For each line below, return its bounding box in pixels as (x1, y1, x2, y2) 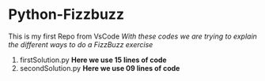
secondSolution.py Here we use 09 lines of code (19, 63, 180, 72)
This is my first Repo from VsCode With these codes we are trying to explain (8, 31, 257, 41)
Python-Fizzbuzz (8, 6, 125, 24)
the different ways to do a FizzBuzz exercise (8, 39, 153, 49)
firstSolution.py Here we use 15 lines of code (19, 55, 168, 64)
